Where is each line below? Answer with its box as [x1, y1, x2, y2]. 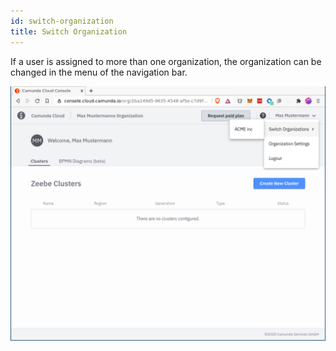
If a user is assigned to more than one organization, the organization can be [10, 55, 322, 67]
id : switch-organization [10, 16, 114, 26]
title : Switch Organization [10, 26, 128, 37]
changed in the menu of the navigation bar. [10, 66, 188, 78]
